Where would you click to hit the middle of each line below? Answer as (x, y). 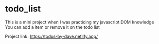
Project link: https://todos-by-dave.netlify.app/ (52, 36)
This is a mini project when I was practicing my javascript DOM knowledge (79, 22)
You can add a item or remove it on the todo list (53, 27)
